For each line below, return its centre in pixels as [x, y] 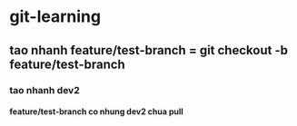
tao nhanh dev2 [45, 90]
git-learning [55, 17]
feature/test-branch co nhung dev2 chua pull [96, 111]
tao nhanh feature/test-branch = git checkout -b [149, 50]
